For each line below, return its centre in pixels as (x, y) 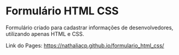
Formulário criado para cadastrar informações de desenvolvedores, (89, 27)
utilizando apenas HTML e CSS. (45, 33)
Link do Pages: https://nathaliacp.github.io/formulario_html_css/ (85, 45)
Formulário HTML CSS (62, 11)
